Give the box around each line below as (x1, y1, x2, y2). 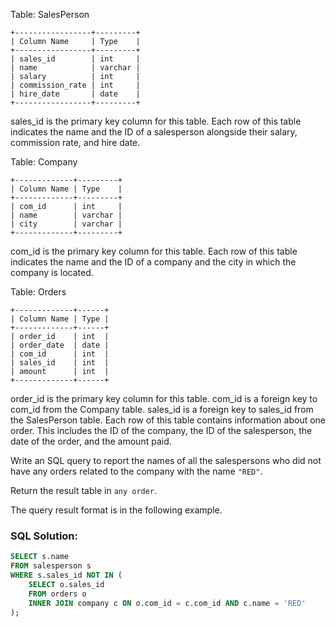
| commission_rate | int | (10, 80, 141, 90)
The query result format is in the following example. (10, 504, 223, 516)
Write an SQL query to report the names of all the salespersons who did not (10, 455, 322, 466)
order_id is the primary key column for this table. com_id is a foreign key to (10, 393, 318, 404)
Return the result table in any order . (10, 485, 158, 496)
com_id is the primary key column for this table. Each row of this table (10, 245, 298, 257)
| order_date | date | (10, 340, 110, 350)
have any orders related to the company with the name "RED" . (10, 465, 263, 477)
